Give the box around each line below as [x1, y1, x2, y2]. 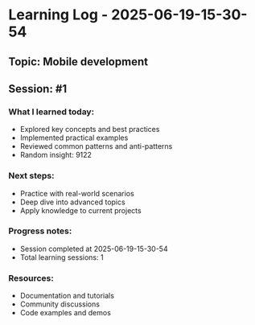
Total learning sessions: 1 [19, 252, 104, 262]
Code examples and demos [19, 308, 111, 318]
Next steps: [8, 171, 55, 182]
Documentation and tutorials [19, 291, 115, 301]
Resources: [8, 272, 54, 283]
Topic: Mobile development [8, 55, 149, 68]
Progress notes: [8, 225, 72, 237]
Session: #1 [8, 82, 68, 96]
